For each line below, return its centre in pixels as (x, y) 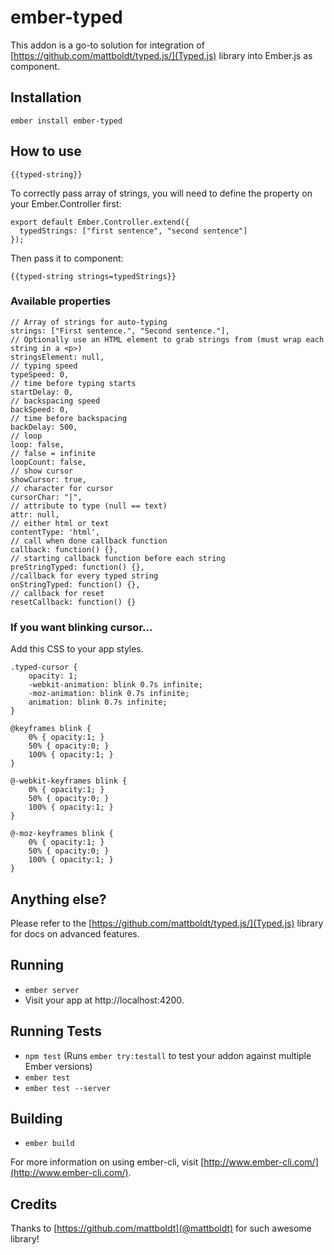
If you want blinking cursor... (81, 627)
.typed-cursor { (44, 667)
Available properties (60, 301)
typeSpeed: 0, (40, 374)
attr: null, (35, 514)
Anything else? (58, 899)
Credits (34, 1204)
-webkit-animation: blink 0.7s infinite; (115, 685)
